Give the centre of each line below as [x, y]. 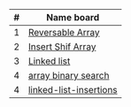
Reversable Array [64, 32]
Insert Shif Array [62, 46]
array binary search [69, 76]
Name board [73, 17]
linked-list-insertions [73, 90]
